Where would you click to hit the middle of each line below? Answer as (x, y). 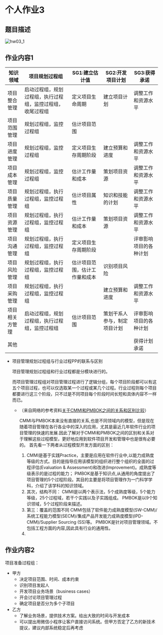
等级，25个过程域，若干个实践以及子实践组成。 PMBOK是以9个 (90, 498)
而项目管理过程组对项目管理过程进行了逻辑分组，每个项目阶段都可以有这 (84, 381)
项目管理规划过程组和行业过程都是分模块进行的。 (61, 371)
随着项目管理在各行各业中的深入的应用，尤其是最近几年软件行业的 (85, 427)
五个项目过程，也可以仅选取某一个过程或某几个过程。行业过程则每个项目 (84, 388)
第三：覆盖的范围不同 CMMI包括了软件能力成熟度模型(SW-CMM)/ (92, 510)
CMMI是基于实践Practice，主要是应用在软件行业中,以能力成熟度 (90, 455)
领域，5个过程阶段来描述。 (58, 504)
